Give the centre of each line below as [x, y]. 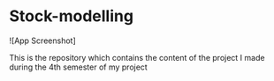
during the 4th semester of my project [78, 67]
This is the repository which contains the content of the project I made [137, 57]
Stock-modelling [72, 16]
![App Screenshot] [43, 40]
